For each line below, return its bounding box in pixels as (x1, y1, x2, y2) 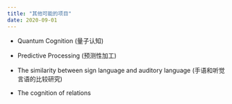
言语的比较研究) (17, 74, 63, 83)
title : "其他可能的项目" (7, 10, 72, 17)
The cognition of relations (17, 88, 92, 97)
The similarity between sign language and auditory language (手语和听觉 (17, 66, 226, 74)
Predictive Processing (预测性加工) (17, 51, 117, 60)
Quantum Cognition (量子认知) (17, 36, 104, 45)
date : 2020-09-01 (7, 17, 58, 24)
